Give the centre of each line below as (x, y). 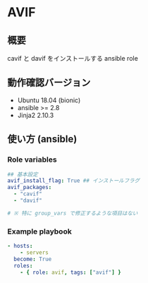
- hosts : (20, 246)
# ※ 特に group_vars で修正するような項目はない (73, 213)
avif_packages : (30, 188)
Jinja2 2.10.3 (36, 115)
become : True (33, 259)
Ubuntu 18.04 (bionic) (49, 100)
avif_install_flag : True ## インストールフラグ (74, 181)
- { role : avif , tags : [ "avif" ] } (70, 272)
